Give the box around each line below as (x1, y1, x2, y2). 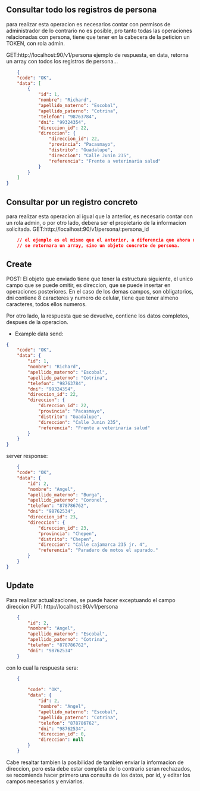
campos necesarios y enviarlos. (6, 777, 85, 785)
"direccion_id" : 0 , (37, 731, 86, 737)
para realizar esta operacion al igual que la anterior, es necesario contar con (6, 213, 193, 220)
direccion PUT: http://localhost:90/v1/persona (6, 603, 118, 610)
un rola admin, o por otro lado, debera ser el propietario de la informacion (6, 219, 186, 226)
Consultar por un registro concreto (6, 197, 138, 207)
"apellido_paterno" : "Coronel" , (27, 497, 108, 503)
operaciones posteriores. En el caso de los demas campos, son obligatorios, (6, 288, 193, 295)
